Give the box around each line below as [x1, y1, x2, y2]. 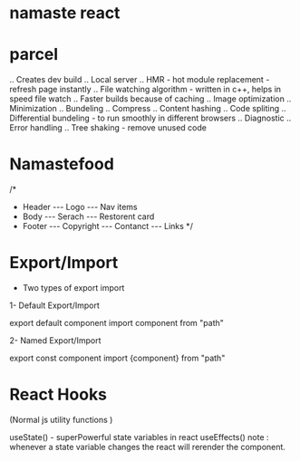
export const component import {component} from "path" [9, 352, 226, 363]
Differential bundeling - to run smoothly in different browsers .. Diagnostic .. [9, 112, 292, 124]
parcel [9, 44, 59, 65]
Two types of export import [22, 283, 125, 293]
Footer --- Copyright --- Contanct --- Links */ [22, 221, 193, 232]
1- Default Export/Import [9, 300, 100, 311]
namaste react [9, 3, 121, 24]
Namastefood [9, 154, 115, 175]
